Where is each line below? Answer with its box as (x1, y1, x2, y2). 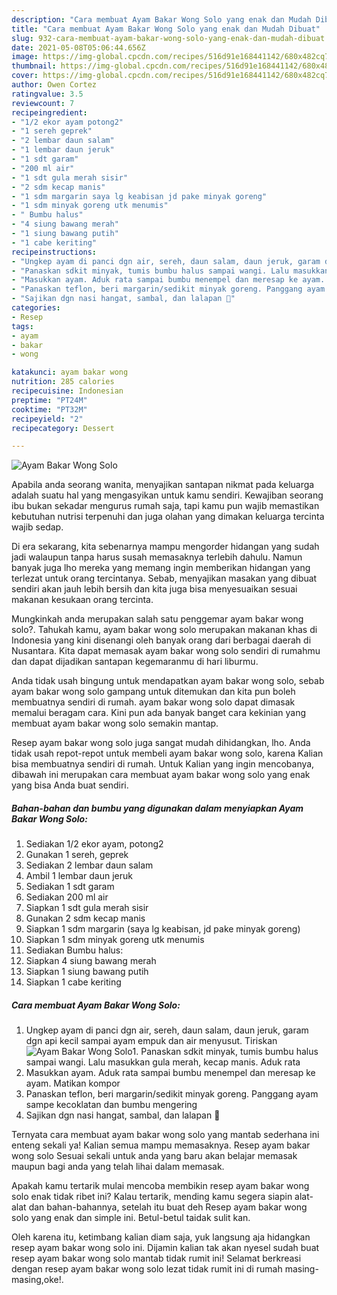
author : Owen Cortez (11, 80, 98, 90)
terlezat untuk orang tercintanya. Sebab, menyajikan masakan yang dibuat (11, 572, 318, 585)
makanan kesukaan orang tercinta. (11, 594, 154, 606)
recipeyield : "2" (11, 414, 84, 424)
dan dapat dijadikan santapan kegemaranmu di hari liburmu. (11, 656, 259, 668)
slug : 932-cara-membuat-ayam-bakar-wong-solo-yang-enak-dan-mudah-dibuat (11, 33, 326, 43)
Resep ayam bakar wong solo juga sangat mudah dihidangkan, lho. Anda (11, 737, 311, 749)
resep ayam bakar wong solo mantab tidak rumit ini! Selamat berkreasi (11, 1252, 302, 1265)
